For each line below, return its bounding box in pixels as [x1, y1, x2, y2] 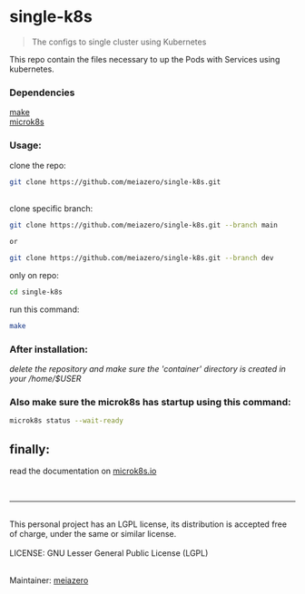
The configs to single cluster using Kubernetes [31, 36, 207, 47]
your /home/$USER [9, 374, 82, 385]
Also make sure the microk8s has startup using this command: [9, 396, 292, 408]
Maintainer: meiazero [9, 575, 89, 586]
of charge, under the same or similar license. [9, 529, 177, 540]
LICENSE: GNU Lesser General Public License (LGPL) [9, 548, 209, 559]
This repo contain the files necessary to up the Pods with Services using [9, 54, 280, 64]
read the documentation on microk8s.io [9, 465, 157, 477]
